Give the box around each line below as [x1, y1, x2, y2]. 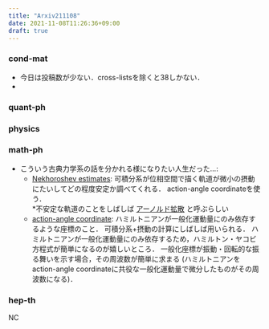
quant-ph [8, 101, 47, 112]
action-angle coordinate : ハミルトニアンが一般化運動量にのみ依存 [31, 213, 249, 223]
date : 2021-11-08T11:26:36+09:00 [8, 19, 120, 27]
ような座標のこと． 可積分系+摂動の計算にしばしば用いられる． [39, 224, 251, 234]
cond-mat [8, 53, 48, 64]
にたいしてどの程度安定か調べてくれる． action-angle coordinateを [31, 184, 254, 193]
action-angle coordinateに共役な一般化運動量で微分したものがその [31, 264, 253, 274]
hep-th [8, 294, 36, 306]
